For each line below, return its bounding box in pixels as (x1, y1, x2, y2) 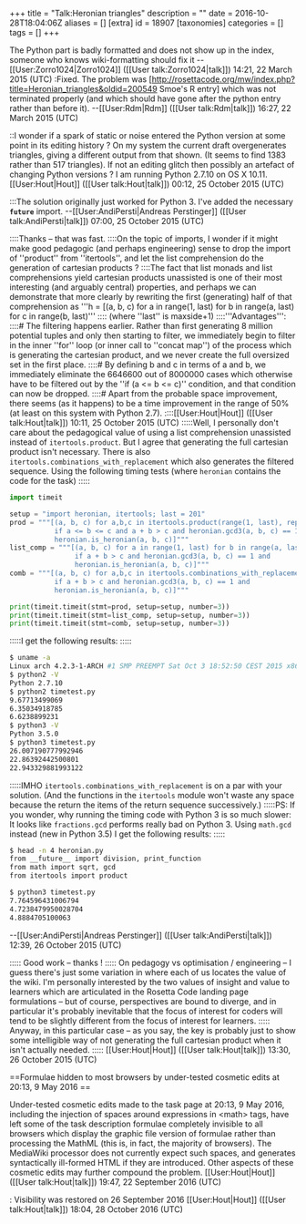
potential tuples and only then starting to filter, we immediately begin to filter (9, 330, 296, 341)
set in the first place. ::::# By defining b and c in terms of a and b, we (9, 359, 267, 370)
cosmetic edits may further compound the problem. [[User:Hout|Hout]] (9, 1167, 276, 1178)
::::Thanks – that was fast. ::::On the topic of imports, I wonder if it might (9, 233, 279, 244)
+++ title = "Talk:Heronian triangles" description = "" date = (9, 8, 234, 18)
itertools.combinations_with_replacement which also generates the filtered (9, 456, 294, 467)
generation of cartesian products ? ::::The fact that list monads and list (9, 262, 273, 273)
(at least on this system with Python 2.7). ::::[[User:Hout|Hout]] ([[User (9, 407, 273, 418)
